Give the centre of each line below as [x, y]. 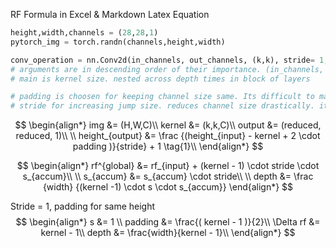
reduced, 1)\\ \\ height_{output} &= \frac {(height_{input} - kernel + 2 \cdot [168, 136]
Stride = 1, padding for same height [83, 206]
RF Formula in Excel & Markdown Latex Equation [110, 14]
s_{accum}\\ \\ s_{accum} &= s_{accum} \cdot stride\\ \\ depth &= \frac [168, 176]
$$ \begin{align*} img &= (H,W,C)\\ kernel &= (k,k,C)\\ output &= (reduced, [168, 125]
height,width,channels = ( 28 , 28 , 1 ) [84, 33]
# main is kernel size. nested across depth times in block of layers [160, 79]
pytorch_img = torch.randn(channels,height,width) [118, 42]
